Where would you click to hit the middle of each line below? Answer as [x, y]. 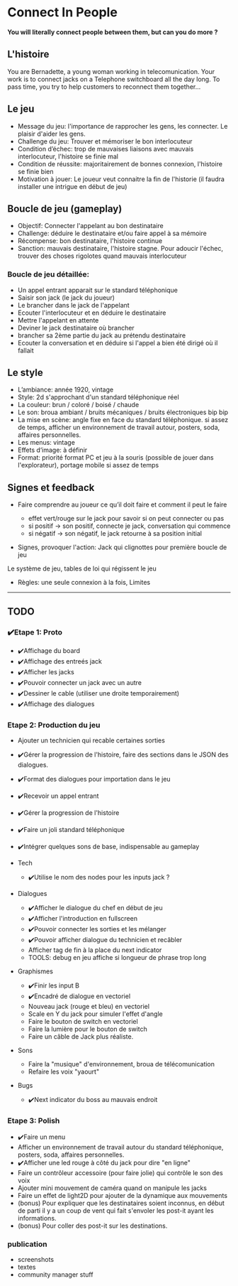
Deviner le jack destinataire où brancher [76, 328]
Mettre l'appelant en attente [58, 320]
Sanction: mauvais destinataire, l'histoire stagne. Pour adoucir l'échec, [120, 249]
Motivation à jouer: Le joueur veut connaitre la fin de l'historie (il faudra [121, 179]
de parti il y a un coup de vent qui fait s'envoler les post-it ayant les [115, 1210]
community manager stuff [55, 1274]
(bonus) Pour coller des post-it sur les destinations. [92, 1226]
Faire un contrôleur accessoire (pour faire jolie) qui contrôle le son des [120, 1172]
